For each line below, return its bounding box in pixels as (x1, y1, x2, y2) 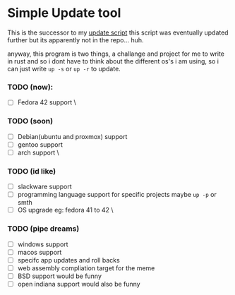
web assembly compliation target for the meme (17, 263, 155, 272)
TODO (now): (7, 82, 54, 92)
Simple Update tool (7, 5, 121, 21)
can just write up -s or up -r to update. (7, 64, 121, 73)
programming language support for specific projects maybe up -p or (17, 191, 217, 199)
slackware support (17, 182, 72, 191)
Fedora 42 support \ (17, 98, 76, 107)
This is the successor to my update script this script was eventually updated (7, 28, 229, 37)
